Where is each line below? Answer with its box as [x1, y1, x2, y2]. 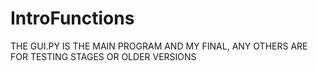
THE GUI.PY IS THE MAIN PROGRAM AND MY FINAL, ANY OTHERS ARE [10, 40, 308, 52]
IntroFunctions [10, 7, 135, 30]
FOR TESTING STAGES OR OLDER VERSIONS [10, 50, 197, 62]
